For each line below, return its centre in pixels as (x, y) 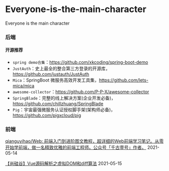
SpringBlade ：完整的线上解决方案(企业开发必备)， (64, 98)
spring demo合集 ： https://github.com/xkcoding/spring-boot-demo (80, 62)
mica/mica (23, 86)
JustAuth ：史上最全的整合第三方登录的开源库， (61, 68)
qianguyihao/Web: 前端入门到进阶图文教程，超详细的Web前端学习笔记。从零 (84, 141)
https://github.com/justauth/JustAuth (51, 74)
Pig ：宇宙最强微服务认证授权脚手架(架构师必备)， (64, 110)
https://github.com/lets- (123, 80)
